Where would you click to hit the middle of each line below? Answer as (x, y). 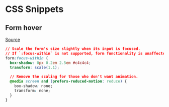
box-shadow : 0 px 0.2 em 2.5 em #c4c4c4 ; (51, 63)
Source (13, 39)
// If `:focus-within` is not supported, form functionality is (74, 53)
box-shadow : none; (33, 86)
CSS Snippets (34, 9)
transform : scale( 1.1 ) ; (34, 67)
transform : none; (32, 90)
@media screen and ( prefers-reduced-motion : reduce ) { (68, 81)
